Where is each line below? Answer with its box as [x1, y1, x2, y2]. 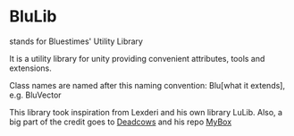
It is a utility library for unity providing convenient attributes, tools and [9, 53, 265, 64]
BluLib [9, 6, 57, 27]
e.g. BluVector [9, 89, 62, 100]
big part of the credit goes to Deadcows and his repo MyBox [9, 116, 232, 127]
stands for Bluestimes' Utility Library [9, 36, 143, 47]
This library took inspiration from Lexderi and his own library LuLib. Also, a [9, 106, 283, 117]
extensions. [9, 63, 52, 73]
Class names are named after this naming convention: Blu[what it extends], [9, 80, 286, 90]
